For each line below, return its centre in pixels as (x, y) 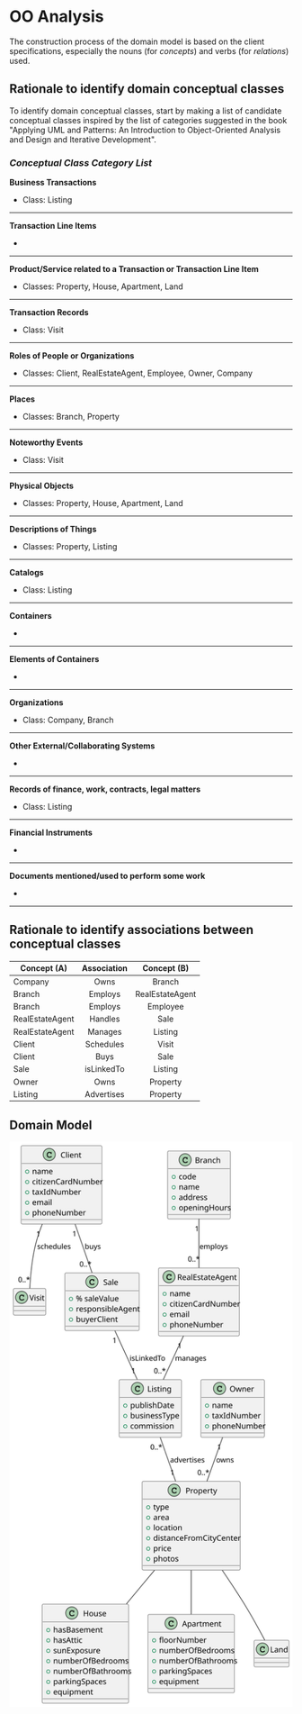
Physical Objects (42, 486)
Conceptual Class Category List (81, 162)
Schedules (105, 1044)
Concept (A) (44, 968)
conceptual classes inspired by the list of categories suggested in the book (148, 120)
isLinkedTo (105, 1069)
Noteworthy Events (46, 442)
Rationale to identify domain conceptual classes (147, 89)
